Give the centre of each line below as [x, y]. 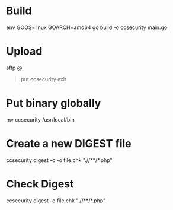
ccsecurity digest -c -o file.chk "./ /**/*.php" [59, 160]
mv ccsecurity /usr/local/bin [41, 119]
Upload [24, 51]
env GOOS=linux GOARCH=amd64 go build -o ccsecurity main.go [87, 27]
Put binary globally [54, 104]
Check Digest [40, 184]
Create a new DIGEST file [69, 144]
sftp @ [14, 68]
